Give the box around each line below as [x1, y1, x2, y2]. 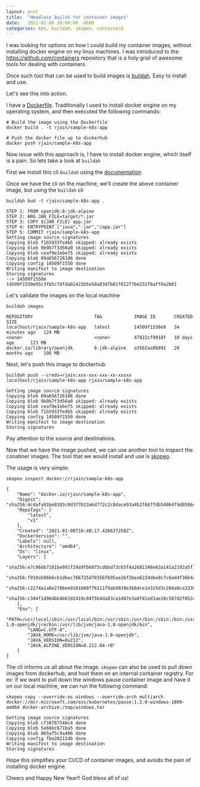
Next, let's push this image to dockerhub [6, 361, 106, 368]
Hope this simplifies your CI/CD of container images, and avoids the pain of [6, 757, 191, 764]
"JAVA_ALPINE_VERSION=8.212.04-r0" [27, 643, 116, 649]
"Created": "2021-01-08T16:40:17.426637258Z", [17, 528, 135, 534]
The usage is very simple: [6, 464, 70, 471]
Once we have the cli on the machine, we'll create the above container [6, 180, 179, 188]
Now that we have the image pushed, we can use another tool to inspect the [6, 446, 193, 453]
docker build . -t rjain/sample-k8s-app [6, 125, 108, 131]
